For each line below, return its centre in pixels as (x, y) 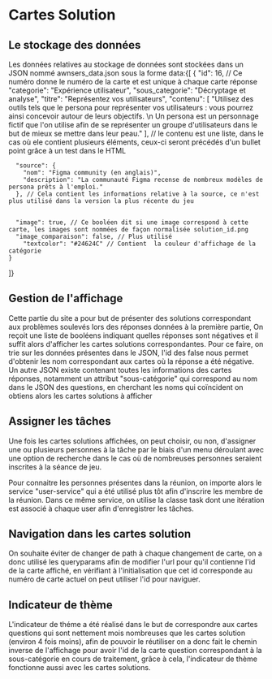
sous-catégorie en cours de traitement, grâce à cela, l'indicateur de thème (133, 659)
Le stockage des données (75, 45)
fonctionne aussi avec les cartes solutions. (80, 668)
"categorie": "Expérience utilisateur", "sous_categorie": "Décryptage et (127, 90)
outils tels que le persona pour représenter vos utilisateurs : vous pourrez (131, 108)
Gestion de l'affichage (66, 298)
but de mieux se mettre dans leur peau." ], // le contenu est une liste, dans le (136, 133)
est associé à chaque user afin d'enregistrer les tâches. (101, 508)
